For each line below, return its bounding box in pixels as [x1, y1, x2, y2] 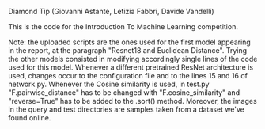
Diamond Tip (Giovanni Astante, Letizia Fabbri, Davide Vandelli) [8, 7, 215, 16]
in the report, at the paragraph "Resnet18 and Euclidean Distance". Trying [8, 46, 248, 55]
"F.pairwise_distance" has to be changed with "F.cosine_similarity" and [8, 88, 240, 97]
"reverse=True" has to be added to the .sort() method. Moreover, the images [8, 97, 257, 105]
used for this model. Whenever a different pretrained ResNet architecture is [8, 63, 254, 72]
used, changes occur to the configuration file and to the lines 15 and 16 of [8, 71, 248, 80]
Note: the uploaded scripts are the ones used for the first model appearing [8, 37, 251, 47]
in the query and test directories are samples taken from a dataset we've [8, 104, 245, 114]
